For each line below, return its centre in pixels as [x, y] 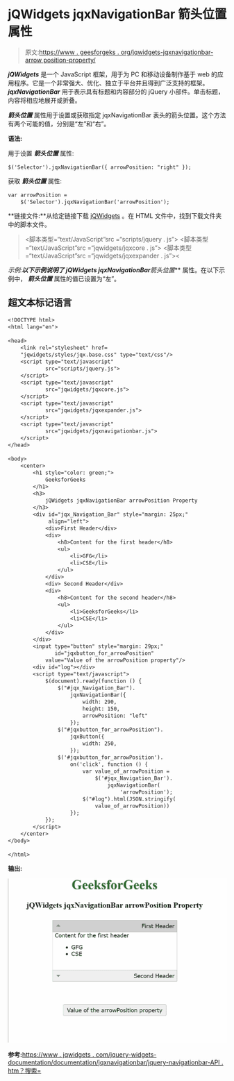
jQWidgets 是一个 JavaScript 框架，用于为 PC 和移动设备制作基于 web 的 [113, 74]
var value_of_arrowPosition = [126, 771]
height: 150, [101, 709]
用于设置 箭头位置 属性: [41, 153]
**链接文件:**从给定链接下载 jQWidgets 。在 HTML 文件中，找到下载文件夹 [115, 215]
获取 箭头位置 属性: [35, 181]
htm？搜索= [25, 1071]
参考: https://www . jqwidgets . [51, 1055]
